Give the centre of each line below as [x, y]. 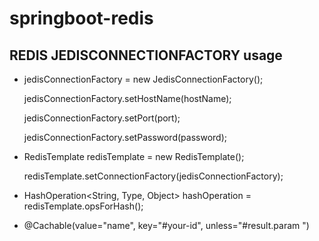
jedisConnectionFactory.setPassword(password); [125, 137]
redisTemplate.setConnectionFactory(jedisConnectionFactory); [153, 176]
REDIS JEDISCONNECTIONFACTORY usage [146, 55]
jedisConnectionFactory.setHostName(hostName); [127, 98]
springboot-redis [81, 18]
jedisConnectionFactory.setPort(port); [102, 118]
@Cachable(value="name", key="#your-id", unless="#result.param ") [166, 225]
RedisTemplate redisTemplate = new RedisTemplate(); [134, 156]
